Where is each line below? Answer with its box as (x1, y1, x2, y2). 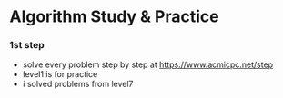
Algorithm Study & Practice (9, 6, 220, 27)
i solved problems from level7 (22, 79, 134, 90)
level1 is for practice (22, 69, 98, 80)
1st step (9, 39, 45, 52)
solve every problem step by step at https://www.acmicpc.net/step (22, 59, 274, 70)
